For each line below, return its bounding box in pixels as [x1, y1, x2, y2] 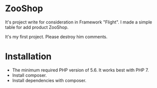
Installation [5, 51, 52, 62]
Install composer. [12, 72, 47, 78]
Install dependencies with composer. [12, 77, 87, 83]
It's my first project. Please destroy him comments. [5, 34, 108, 40]
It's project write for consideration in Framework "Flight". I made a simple [5, 19, 153, 25]
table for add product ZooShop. [5, 24, 69, 30]
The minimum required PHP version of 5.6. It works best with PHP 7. [12, 67, 149, 73]
